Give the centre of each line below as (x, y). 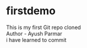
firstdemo (31, 11)
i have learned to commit (36, 40)
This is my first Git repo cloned (43, 27)
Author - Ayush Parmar (34, 33)
